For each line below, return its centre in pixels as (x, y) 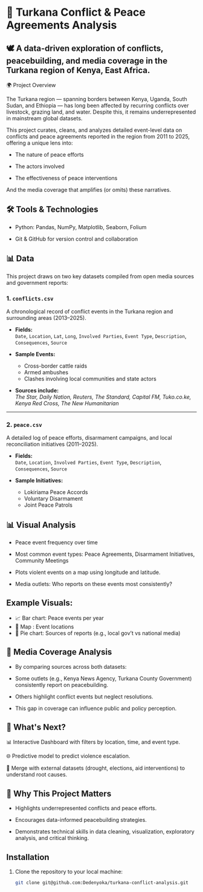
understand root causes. (37, 775)
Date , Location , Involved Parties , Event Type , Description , (88, 463)
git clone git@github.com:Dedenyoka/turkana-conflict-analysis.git (101, 883)
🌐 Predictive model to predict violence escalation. (68, 756)
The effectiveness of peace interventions (66, 178)
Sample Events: (35, 354)
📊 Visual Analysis (41, 525)
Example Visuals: (40, 603)
